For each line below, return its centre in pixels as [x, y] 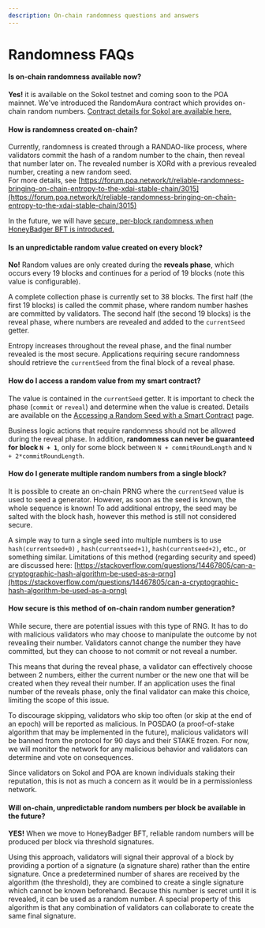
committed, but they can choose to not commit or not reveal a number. [123, 652]
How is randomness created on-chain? [73, 129]
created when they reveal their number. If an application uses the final [122, 683]
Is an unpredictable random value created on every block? [105, 247]
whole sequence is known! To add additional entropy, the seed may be [123, 508]
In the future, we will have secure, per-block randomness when [111, 221]
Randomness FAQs [71, 54]
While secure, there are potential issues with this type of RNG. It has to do [128, 626]
